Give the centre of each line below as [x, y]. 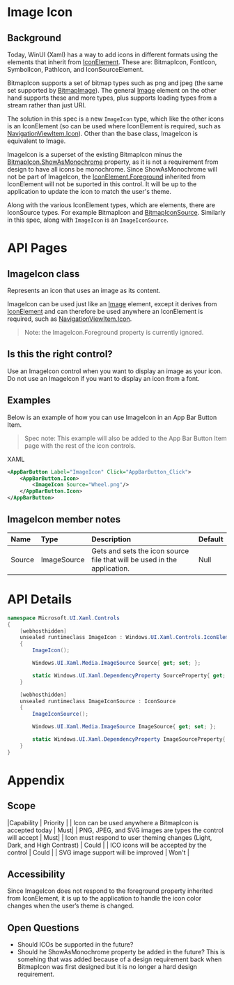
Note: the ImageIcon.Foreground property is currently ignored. [114, 332]
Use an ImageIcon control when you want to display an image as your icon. [115, 371]
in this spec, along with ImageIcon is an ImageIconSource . [88, 220]
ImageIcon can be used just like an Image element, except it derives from [112, 304]
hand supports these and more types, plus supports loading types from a [112, 98]
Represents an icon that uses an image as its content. [84, 291]
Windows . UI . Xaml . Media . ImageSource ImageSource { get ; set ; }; [124, 727]
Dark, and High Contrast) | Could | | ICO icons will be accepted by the [107, 845]
